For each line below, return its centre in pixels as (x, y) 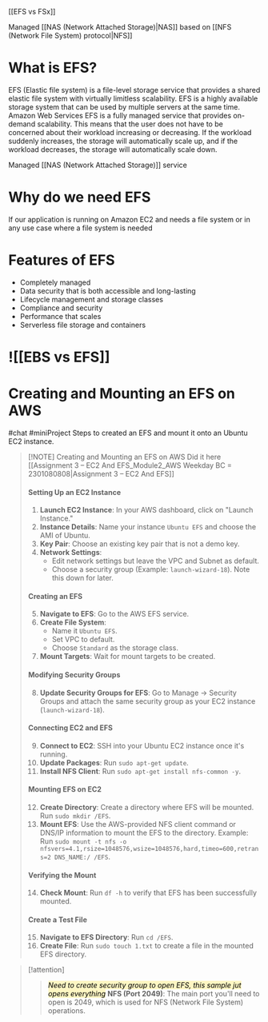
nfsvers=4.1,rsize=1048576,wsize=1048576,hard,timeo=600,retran (149, 848)
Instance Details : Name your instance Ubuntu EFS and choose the (148, 527)
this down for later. (83, 578)
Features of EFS (62, 260)
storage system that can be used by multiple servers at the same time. (124, 106)
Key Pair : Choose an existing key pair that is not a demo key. (140, 544)
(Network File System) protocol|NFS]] (70, 36)
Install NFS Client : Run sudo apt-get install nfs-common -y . (140, 771)
